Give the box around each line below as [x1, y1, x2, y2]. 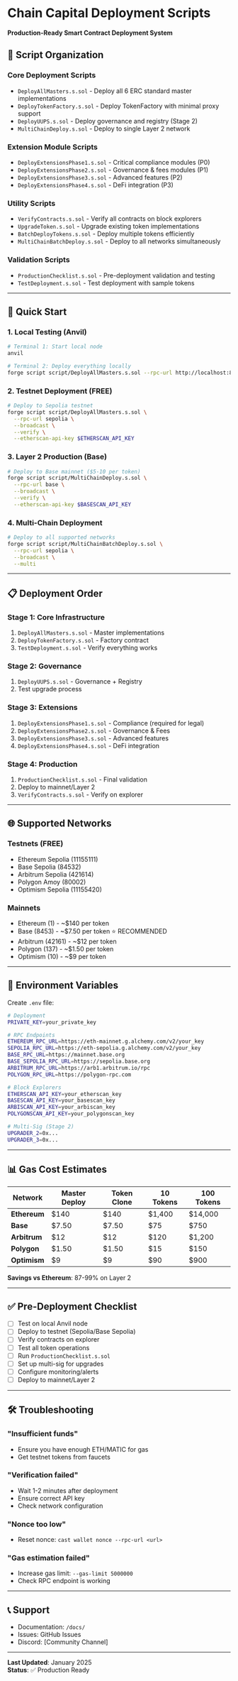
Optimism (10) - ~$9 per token [17, 953, 106, 961]
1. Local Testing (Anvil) [7, 327, 87, 336]
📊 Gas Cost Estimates [7, 1163, 108, 1176]
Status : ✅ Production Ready [7, 1666, 90, 1675]
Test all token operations [17, 1343, 90, 1352]
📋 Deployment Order [7, 587, 103, 599]
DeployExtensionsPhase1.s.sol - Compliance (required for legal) [17, 718, 205, 727]
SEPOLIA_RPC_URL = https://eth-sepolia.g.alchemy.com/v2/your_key [7, 1045, 201, 1052]
